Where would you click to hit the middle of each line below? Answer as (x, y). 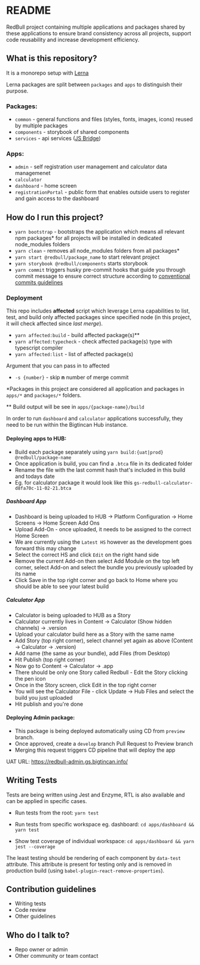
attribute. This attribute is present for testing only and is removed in (89, 864)
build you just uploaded (44, 697)
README (29, 10)
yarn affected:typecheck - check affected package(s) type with (93, 342)
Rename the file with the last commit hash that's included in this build (100, 470)
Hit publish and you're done (49, 704)
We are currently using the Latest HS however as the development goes (103, 542)
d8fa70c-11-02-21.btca (43, 488)
